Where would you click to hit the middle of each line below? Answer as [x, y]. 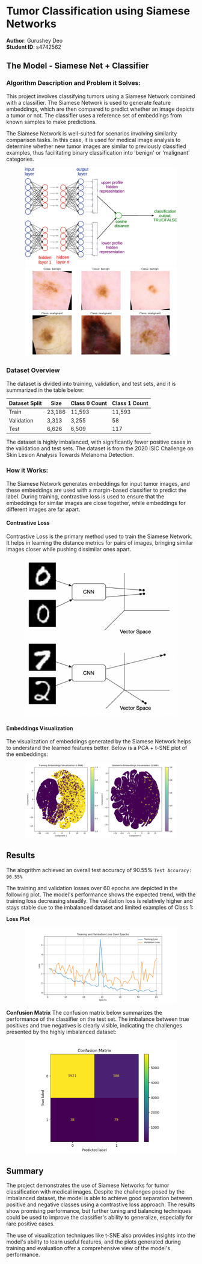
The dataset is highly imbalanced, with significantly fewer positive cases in [99, 442]
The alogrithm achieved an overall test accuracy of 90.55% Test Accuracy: [99, 870]
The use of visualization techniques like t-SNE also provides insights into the [101, 1236]
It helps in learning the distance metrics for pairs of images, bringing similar [100, 542]
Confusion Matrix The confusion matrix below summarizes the [84, 1013]
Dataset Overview [33, 370]
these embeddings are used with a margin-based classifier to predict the [96, 490]
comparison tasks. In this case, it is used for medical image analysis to [93, 140]
